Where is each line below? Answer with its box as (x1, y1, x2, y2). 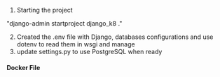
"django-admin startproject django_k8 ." (6, 19, 123, 27)
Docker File (6, 63, 41, 71)
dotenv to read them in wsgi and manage (16, 40, 135, 48)
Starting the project (16, 6, 73, 14)
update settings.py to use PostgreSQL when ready (16, 48, 163, 55)
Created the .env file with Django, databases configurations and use (16, 33, 214, 41)
